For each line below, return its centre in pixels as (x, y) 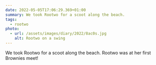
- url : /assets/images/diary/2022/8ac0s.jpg (58, 34)
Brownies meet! (22, 58)
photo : (12, 29)
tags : (11, 19)
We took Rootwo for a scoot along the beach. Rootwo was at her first (78, 53)
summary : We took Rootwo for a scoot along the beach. (65, 15)
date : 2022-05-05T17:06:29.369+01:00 (46, 10)
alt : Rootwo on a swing (40, 39)
